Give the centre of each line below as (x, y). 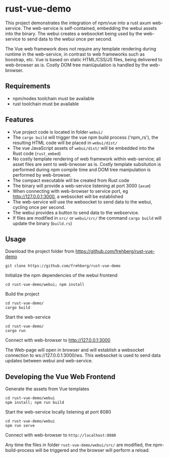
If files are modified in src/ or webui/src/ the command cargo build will (87, 218)
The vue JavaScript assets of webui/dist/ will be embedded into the (83, 148)
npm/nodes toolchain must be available (53, 98)
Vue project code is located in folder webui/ (58, 132)
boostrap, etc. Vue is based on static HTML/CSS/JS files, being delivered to (84, 59)
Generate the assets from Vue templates (47, 389)
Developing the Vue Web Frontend (61, 377)
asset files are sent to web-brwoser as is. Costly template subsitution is (87, 164)
